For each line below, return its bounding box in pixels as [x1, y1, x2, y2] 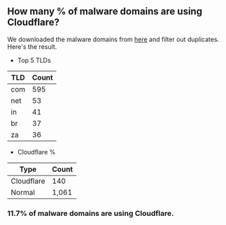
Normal [10, 187, 35, 197]
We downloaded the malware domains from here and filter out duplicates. [7, 35, 220, 43]
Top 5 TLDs [17, 56, 51, 64]
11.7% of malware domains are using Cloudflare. [7, 208, 174, 218]
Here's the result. [7, 42, 57, 51]
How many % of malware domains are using [7, 6, 203, 17]
